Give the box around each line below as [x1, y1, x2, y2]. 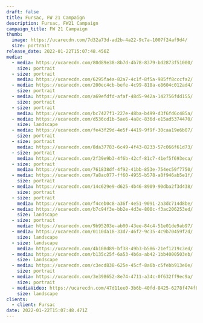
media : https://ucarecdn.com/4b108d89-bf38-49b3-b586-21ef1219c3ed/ [17, 245, 193, 251]
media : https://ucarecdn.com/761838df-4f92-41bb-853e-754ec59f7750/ [17, 167, 193, 173]
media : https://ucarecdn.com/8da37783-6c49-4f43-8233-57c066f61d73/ [17, 144, 193, 150]
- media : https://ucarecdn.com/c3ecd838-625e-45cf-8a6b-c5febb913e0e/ [11, 262, 193, 268]
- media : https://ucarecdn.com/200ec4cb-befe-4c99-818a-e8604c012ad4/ [11, 82, 193, 88]
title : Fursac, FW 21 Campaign [6, 15, 85, 21]
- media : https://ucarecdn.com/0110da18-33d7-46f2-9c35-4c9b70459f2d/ [11, 228, 193, 235]
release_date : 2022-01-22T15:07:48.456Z [6, 48, 110, 55]
